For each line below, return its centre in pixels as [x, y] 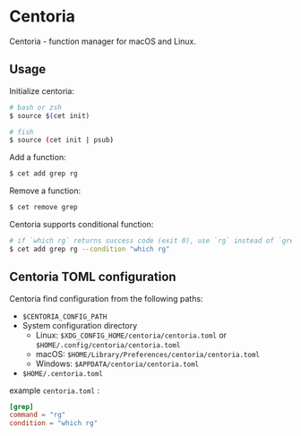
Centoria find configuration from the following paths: [106, 298]
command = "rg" [38, 415]
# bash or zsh [36, 107]
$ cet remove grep [43, 208]
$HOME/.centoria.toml [62, 373]
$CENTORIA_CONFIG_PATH [64, 316]
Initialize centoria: [42, 90]
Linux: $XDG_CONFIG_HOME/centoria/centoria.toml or [131, 335]
